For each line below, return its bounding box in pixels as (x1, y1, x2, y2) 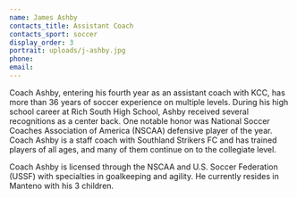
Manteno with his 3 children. (9, 180, 115, 191)
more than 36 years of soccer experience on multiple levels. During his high (9, 96, 289, 107)
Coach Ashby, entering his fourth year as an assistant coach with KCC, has (9, 87, 286, 98)
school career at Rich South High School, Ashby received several (9, 106, 249, 117)
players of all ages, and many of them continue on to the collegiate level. (9, 144, 277, 154)
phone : (9, 54, 34, 63)
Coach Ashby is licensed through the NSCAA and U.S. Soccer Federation (9, 161, 279, 172)
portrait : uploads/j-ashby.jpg (9, 46, 126, 55)
